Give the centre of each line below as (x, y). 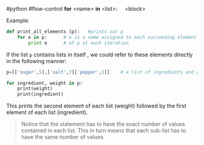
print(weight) (35, 89)
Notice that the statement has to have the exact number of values (103, 124)
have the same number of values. (63, 137)
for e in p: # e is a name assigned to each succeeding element (107, 37)
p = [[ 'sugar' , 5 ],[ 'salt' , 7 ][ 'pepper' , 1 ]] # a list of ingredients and (100, 72)
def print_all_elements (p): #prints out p (65, 32)
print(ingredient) (40, 94)
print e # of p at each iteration (79, 43)
